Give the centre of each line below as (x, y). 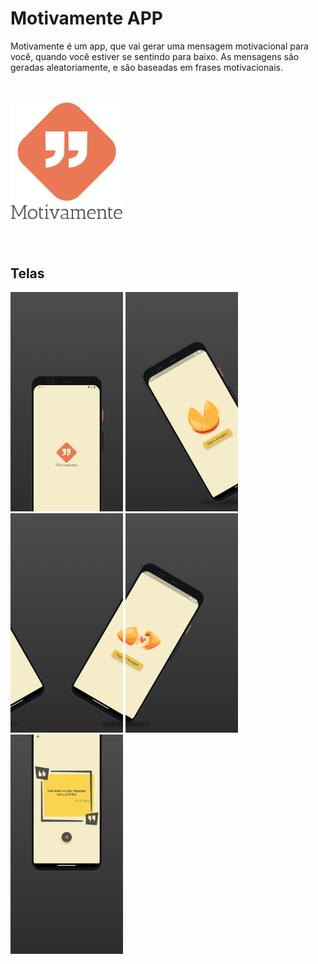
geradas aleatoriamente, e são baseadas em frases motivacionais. (146, 67)
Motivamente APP (87, 18)
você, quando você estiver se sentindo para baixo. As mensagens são (155, 56)
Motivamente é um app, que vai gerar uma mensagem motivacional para (159, 46)
